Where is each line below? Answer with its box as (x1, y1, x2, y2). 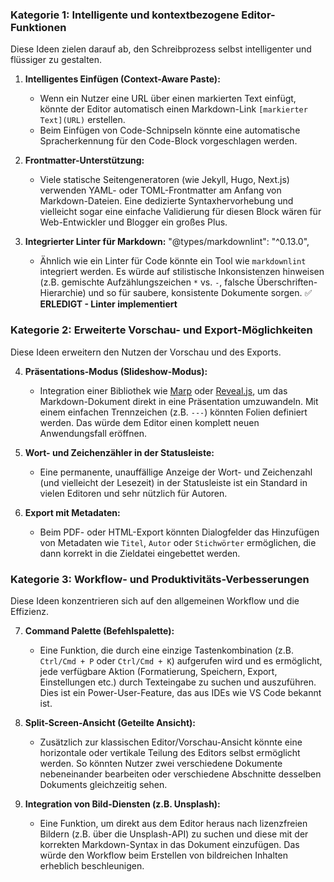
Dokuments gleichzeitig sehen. (39, 778, 168, 790)
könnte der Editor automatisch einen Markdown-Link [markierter (39, 103, 308, 115)
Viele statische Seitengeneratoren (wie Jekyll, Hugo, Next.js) (39, 174, 290, 186)
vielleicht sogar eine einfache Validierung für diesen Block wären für (39, 206, 322, 218)
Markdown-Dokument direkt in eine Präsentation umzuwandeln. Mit (39, 395, 319, 407)
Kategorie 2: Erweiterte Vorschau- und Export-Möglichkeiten (10, 323, 313, 337)
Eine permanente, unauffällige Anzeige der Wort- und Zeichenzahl (39, 466, 313, 478)
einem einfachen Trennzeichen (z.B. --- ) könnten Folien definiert (39, 406, 308, 418)
